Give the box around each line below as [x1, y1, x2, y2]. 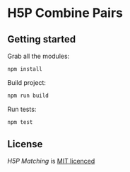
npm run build [7, 92, 49, 99]
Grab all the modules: [7, 52, 70, 60]
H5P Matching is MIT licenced [7, 157, 95, 166]
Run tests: [7, 105, 37, 113]
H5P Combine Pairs [7, 5, 124, 21]
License [7, 138, 43, 150]
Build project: [7, 78, 46, 86]
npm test [7, 118, 33, 125]
